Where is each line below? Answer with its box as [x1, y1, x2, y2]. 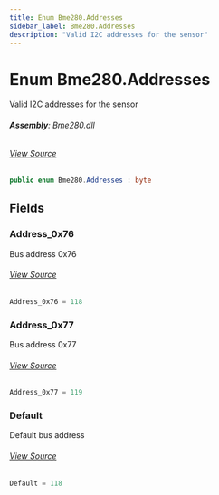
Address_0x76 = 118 [9, 297, 83, 306]
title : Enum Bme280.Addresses [9, 13, 124, 23]
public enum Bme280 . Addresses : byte [9, 176, 152, 186]
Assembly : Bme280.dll [9, 119, 95, 130]
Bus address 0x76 [9, 248, 77, 259]
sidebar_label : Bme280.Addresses [9, 22, 136, 31]
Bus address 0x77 [9, 339, 77, 350]
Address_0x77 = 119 [9, 388, 83, 397]
